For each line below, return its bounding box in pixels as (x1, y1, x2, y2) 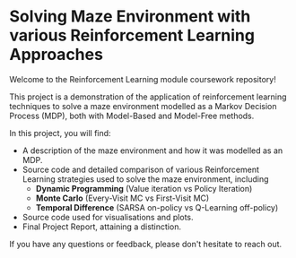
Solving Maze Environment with (9, 6, 251, 27)
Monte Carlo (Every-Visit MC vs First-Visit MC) (35, 193, 210, 203)
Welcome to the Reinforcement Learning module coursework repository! (9, 73, 276, 84)
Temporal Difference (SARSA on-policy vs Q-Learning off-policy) (35, 202, 279, 212)
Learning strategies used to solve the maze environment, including (22, 173, 269, 185)
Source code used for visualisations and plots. (22, 211, 195, 222)
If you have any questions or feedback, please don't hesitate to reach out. (9, 238, 283, 249)
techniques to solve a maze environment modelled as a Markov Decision (9, 100, 277, 111)
